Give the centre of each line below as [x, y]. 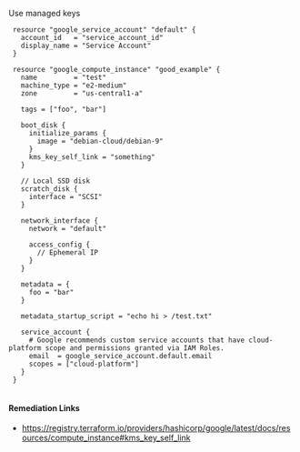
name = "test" [63, 77]
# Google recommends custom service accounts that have [137, 340]
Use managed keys [45, 13]
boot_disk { [43, 126]
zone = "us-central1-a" [82, 94]
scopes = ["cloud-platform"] [84, 364]
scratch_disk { [49, 189]
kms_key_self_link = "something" [92, 157]
